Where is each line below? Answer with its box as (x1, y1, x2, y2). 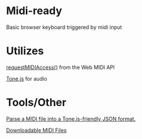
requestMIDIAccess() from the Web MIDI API (6, 64, 115, 71)
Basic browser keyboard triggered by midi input (6, 24, 122, 31)
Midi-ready (6, 4, 62, 18)
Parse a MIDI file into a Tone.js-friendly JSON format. (6, 115, 136, 122)
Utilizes (6, 44, 44, 58)
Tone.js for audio (6, 75, 47, 82)
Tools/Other (6, 96, 67, 110)
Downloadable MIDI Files (6, 127, 67, 134)
